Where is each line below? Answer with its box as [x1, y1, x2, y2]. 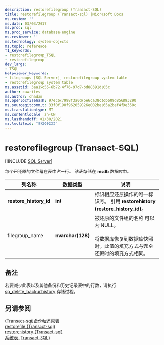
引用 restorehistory [110, 198, 156, 205]
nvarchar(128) [55, 232, 90, 239]
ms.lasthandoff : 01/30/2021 [5, 116, 62, 122]
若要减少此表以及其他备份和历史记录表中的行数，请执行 [5, 282, 116, 288]
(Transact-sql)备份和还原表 [5, 318, 60, 324]
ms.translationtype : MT [5, 107, 54, 113]
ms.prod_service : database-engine [5, 30, 76, 35]
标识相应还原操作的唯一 [94, 191, 149, 197]
